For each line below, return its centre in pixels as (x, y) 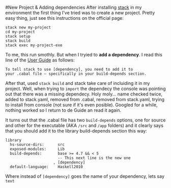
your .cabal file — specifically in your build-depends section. (76, 74)
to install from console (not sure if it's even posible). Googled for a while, (81, 105)
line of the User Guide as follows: (40, 60)
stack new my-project (28, 27)
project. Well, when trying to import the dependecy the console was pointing (85, 89)
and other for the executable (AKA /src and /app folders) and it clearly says (84, 126)
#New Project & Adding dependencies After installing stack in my (74, 7)
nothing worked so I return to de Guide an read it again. (63, 110)
